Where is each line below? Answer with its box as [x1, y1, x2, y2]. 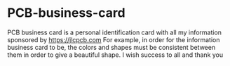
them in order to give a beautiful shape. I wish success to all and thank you [7, 51, 224, 59]
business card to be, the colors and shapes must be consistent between [7, 43, 216, 51]
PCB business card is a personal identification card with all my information [7, 28, 222, 37]
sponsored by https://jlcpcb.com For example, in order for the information [7, 35, 220, 44]
